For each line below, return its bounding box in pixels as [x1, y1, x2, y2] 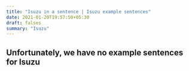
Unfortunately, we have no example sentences [6, 47, 184, 57]
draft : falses [6, 20, 42, 26]
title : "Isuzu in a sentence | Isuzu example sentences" [6, 8, 151, 15]
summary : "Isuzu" [6, 25, 50, 32]
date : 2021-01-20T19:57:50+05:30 [6, 14, 90, 20]
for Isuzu [6, 57, 41, 67]
